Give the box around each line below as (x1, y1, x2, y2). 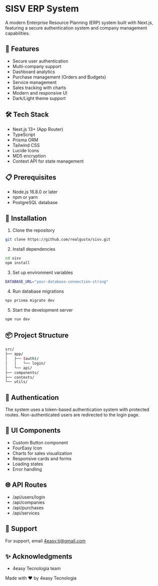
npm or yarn (12, 194, 38, 200)
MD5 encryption (12, 153, 46, 159)
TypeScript (12, 131, 35, 138)
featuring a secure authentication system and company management (5, 25, 147, 31)
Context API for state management (12, 158, 84, 164)
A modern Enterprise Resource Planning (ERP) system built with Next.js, (5, 20, 153, 26)
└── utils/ (5, 379, 28, 384)
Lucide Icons (12, 147, 39, 153)
